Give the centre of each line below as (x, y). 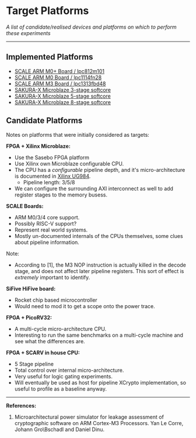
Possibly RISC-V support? (45, 223)
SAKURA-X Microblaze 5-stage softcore (62, 96)
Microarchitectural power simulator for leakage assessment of (89, 417)
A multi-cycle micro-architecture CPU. (60, 329)
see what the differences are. (50, 341)
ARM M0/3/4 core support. (47, 217)
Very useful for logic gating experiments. (63, 376)
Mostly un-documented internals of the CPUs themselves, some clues (99, 236)
